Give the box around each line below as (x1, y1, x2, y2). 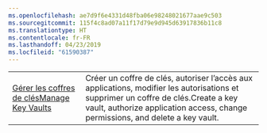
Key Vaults (12, 102, 52, 113)
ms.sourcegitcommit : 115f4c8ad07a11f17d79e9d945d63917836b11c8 (8, 19, 222, 27)
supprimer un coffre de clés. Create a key (85, 93, 238, 103)
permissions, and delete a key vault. (85, 112, 219, 123)
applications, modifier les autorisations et (85, 82, 239, 93)
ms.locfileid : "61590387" (8, 48, 94, 56)
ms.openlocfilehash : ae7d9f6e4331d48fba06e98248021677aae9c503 (8, 11, 222, 20)
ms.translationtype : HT (8, 26, 87, 34)
